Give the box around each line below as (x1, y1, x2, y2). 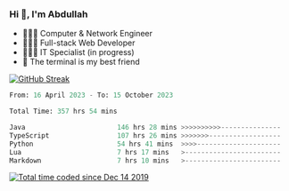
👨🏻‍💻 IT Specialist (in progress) (21, 47, 136, 58)
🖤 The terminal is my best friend (21, 57, 140, 68)
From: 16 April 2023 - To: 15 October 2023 (9, 91, 174, 100)
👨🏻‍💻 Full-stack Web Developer (21, 37, 136, 48)
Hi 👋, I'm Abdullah (9, 8, 88, 20)
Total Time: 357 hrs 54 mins (9, 107, 118, 116)
